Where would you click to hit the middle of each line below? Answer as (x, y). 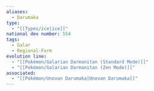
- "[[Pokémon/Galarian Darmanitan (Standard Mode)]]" (80, 62)
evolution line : (26, 56)
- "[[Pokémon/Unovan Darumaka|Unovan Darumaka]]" (75, 78)
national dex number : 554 (38, 34)
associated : (21, 73)
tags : (13, 40)
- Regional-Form (32, 51)
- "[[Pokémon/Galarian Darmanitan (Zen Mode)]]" (73, 67)
